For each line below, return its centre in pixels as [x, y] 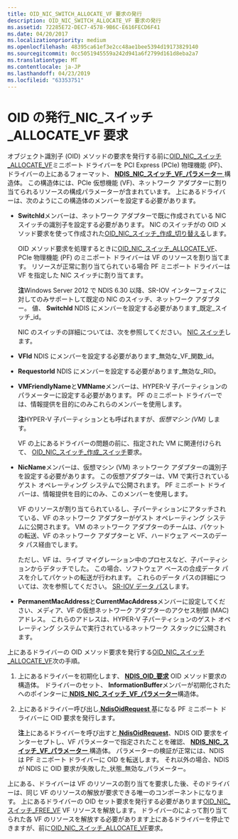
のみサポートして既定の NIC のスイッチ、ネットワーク [115, 299]
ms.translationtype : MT [43, 60]
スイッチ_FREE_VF [34, 811]
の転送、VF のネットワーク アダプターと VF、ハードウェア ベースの [116, 536]
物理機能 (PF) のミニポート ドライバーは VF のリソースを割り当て [128, 257]
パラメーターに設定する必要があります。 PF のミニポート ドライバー [117, 395]
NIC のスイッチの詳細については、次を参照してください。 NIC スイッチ [121, 332]
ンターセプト [36, 742]
